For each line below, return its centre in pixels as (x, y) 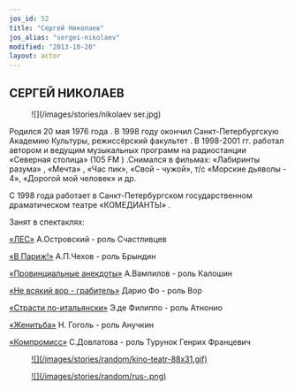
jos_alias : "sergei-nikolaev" (65, 37)
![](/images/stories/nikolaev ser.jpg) (96, 114)
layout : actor (35, 56)
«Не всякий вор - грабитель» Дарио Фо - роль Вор (106, 290)
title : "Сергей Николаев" (57, 28)
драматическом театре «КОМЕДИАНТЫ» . (90, 204)
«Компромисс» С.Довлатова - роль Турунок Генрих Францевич (130, 341)
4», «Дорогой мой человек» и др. (73, 178)
